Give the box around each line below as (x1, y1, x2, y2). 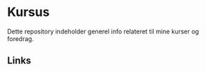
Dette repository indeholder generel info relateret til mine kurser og (7, 27, 200, 35)
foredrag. (7, 34, 34, 42)
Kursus (7, 4, 50, 20)
